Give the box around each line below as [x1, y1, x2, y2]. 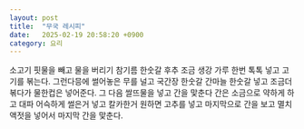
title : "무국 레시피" [9, 22, 86, 31]
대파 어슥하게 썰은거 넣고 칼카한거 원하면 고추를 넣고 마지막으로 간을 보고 [18, 99, 276, 110]
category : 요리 [9, 38, 64, 48]
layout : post [9, 13, 59, 23]
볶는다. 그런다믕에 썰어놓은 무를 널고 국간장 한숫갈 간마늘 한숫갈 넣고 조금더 [25, 76, 293, 87]
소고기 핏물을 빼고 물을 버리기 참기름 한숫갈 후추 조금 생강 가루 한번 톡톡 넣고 [9, 64, 280, 75]
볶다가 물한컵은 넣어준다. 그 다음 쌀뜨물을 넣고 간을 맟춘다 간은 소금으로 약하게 [9, 87, 286, 98]
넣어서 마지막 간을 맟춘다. [33, 110, 124, 121]
